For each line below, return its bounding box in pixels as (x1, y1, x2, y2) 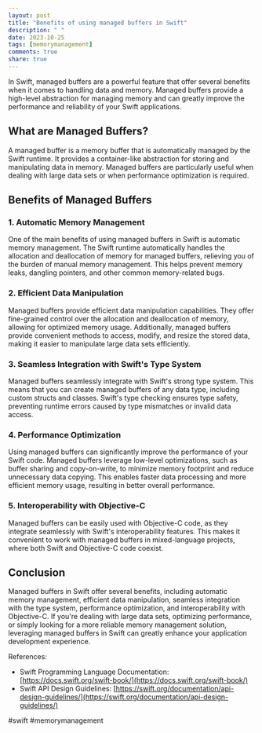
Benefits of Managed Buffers (8, 193, 152, 207)
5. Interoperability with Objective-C (8, 500, 146, 511)
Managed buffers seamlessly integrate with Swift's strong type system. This (8, 376, 254, 386)
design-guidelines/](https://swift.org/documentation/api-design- (19, 692, 229, 702)
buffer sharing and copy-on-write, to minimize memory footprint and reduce (8, 464, 254, 474)
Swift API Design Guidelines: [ (19, 684, 116, 694)
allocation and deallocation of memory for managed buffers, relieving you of (8, 251, 255, 261)
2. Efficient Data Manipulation (8, 288, 124, 299)
